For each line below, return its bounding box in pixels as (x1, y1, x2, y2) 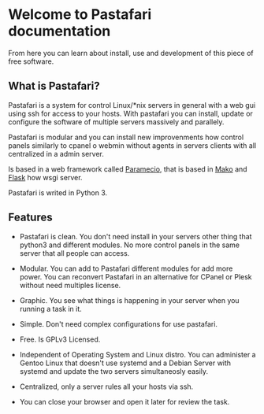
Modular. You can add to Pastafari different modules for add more (19, 264, 233, 273)
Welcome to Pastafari (8, 6, 152, 24)
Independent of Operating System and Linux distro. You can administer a (19, 349, 256, 359)
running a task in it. (19, 304, 82, 313)
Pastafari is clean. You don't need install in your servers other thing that (19, 231, 252, 241)
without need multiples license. (19, 280, 121, 290)
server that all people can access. (19, 248, 130, 257)
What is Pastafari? (8, 79, 100, 93)
